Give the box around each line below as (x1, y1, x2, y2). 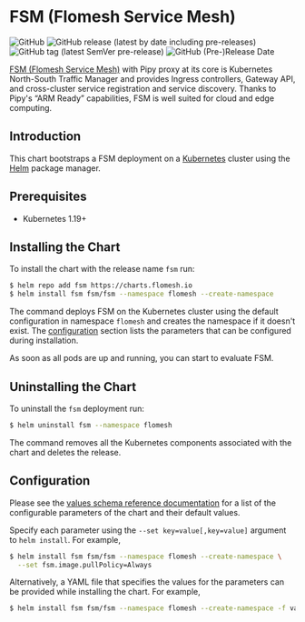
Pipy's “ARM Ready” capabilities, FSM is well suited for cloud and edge (9, 93, 275, 104)
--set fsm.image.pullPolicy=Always (17, 560, 152, 569)
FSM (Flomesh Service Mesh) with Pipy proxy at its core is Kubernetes (9, 64, 273, 75)
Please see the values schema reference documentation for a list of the (9, 497, 277, 508)
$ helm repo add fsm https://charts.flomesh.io (9, 281, 193, 290)
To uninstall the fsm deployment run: (9, 403, 145, 414)
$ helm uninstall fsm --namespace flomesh (9, 420, 172, 429)
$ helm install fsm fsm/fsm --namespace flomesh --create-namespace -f (9, 604, 286, 613)
